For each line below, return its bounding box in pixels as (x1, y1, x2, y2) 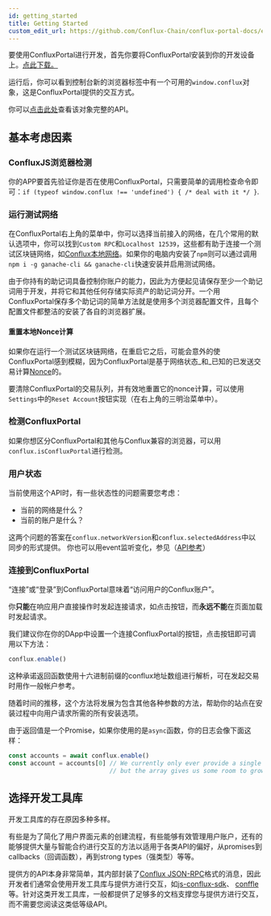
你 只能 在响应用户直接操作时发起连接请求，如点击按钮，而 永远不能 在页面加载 (8, 602, 263, 611)
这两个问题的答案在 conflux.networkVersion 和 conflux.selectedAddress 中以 (8, 533, 256, 542)
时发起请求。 (8, 612, 51, 622)
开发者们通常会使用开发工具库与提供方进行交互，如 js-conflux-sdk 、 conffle (8, 879, 260, 889)
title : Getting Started (8, 19, 89, 27)
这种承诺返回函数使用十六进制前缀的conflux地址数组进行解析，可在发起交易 (8, 671, 260, 681)
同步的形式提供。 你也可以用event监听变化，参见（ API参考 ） (8, 542, 210, 552)
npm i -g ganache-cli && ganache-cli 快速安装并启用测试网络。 (8, 260, 220, 269)
